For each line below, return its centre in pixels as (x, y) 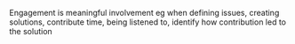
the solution (31, 31)
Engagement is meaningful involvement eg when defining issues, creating (144, 13)
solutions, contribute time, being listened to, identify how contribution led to (148, 22)
